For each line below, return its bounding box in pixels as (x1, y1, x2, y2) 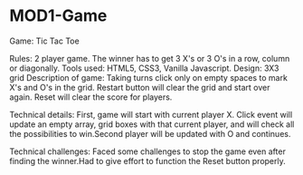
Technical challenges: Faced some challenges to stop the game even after (9, 146, 287, 157)
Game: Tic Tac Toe (9, 35, 80, 46)
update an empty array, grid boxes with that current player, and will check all (9, 119, 295, 130)
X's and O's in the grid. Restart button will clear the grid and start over (9, 82, 270, 92)
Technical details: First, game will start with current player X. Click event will (9, 109, 293, 120)
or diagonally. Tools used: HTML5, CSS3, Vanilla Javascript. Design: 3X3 (9, 63, 279, 73)
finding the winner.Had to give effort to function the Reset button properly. (9, 155, 287, 166)
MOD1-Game (9, 5, 108, 26)
